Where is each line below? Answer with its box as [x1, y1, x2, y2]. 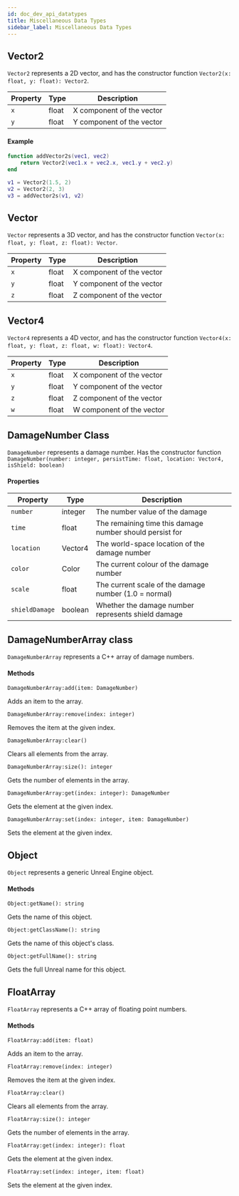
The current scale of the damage [95, 580, 206, 590]
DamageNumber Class [7, 429, 110, 441]
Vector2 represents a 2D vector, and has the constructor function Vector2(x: [7, 69, 232, 78]
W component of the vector [73, 405, 165, 415]
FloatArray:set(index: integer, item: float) [7, 1168, 144, 1176]
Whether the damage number [95, 600, 194, 610]
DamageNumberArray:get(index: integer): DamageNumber [7, 790, 171, 797]
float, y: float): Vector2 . [7, 76, 90, 86]
